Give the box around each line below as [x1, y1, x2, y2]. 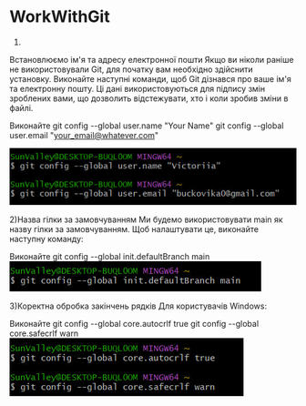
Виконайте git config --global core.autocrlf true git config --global [9, 319, 260, 330]
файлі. [9, 102, 34, 113]
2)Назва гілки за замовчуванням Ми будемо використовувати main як [9, 214, 284, 225]
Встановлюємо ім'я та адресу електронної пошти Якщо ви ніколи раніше [9, 54, 294, 65]
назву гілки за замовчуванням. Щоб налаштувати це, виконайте [9, 224, 260, 235]
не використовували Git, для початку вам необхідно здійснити [9, 64, 253, 75]
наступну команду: [9, 234, 84, 245]
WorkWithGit [9, 6, 111, 27]
